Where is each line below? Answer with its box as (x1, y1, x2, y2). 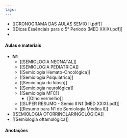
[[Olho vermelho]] (26, 95, 63, 101)
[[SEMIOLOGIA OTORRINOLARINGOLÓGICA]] (12, 111, 104, 117)
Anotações (5, 128, 28, 134)
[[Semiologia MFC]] (19, 90, 59, 96)
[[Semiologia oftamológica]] (12, 116, 69, 122)
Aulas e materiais (5, 42, 42, 48)
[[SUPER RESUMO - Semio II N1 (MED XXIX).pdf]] (19, 101, 120, 106)
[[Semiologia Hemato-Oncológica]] (19, 69, 91, 75)
